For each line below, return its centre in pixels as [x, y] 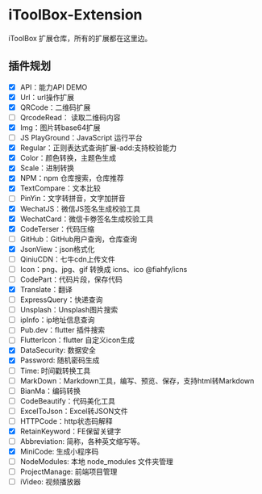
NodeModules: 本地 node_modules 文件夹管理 [96, 462]
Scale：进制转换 [47, 168]
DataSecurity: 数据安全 [58, 350]
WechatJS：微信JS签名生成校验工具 [80, 208]
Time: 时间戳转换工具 [55, 370]
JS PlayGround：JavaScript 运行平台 [81, 138]
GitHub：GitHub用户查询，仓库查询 [79, 239]
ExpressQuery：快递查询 [61, 299]
